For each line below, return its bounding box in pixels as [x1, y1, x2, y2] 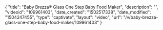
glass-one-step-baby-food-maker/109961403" [5, 19, 99, 25]
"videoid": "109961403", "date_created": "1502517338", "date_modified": [5, 9, 151, 15]
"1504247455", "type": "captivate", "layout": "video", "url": [5, 15, 122, 20]
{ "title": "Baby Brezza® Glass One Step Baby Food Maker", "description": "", [5, 4, 159, 10]
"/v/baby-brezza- [123, 15, 159, 20]
